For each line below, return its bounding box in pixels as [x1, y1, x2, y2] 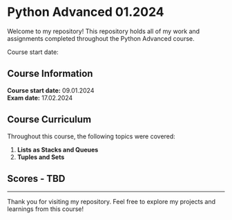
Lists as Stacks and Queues [17, 145, 99, 154]
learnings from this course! [7, 205, 84, 213]
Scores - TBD [7, 172, 66, 184]
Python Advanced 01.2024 [7, 4, 164, 20]
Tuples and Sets [17, 153, 65, 161]
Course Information [7, 68, 93, 80]
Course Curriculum [7, 113, 92, 125]
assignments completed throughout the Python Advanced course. [7, 34, 195, 42]
